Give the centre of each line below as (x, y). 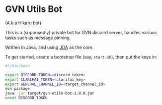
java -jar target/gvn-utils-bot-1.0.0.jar (50, 93)
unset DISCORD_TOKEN (27, 98)
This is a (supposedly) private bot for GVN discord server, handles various (81, 32)
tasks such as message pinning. (38, 38)
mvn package (17, 89)
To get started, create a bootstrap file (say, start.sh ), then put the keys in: (81, 57)
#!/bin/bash (17, 66)
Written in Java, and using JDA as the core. (49, 47)
